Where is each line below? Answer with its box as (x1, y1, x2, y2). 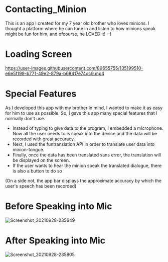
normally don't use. (5, 115, 45, 121)
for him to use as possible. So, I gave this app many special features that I (5, 110, 157, 116)
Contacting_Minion (5, 4, 87, 15)
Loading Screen (5, 49, 72, 60)
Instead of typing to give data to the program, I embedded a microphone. (12, 125, 163, 131)
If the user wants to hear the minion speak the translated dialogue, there (12, 162, 162, 168)
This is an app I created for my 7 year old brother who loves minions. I (5, 20, 149, 26)
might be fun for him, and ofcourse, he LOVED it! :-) (5, 31, 112, 37)
